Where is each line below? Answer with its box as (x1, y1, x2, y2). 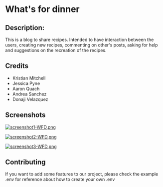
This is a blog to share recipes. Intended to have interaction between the (5, 36, 154, 42)
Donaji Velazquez (12, 96, 48, 102)
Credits (5, 61, 29, 70)
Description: (5, 23, 45, 32)
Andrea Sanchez (12, 91, 47, 97)
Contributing (5, 158, 46, 166)
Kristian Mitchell (12, 75, 46, 81)
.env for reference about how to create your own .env (5, 176, 115, 182)
